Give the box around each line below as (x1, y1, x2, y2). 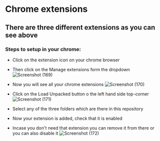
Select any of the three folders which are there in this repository (12, 105, 144, 112)
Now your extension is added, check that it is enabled (12, 115, 123, 121)
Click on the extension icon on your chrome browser (12, 57, 120, 63)
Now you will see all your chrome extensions (12, 81, 104, 87)
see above (5, 31, 38, 39)
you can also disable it (12, 130, 59, 136)
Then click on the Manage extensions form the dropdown (12, 66, 130, 72)
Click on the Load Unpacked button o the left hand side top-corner (12, 91, 149, 97)
